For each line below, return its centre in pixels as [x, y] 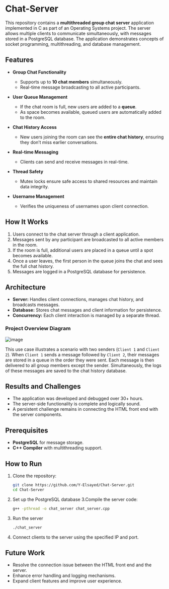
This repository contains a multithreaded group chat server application [80, 23]
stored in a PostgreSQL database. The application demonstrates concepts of [85, 39]
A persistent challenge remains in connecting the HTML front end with [85, 409]
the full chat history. [33, 266]
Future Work [25, 553]
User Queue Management [40, 97]
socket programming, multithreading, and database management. [73, 44]
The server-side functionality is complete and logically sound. [76, 404]
